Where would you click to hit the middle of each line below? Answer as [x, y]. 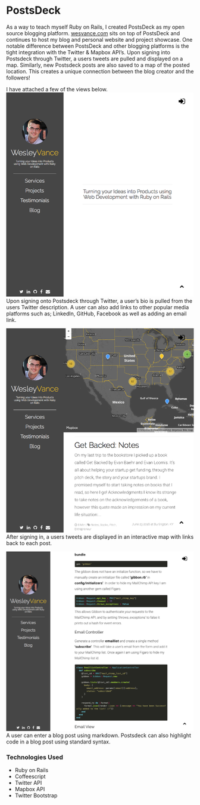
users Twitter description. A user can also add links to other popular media [98, 308]
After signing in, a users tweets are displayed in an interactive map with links [100, 537]
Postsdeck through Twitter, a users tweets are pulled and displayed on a [95, 59]
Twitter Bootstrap [36, 795]
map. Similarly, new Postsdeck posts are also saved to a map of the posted [98, 65]
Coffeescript [30, 776]
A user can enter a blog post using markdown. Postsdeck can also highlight [99, 735]
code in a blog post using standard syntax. [58, 742]
